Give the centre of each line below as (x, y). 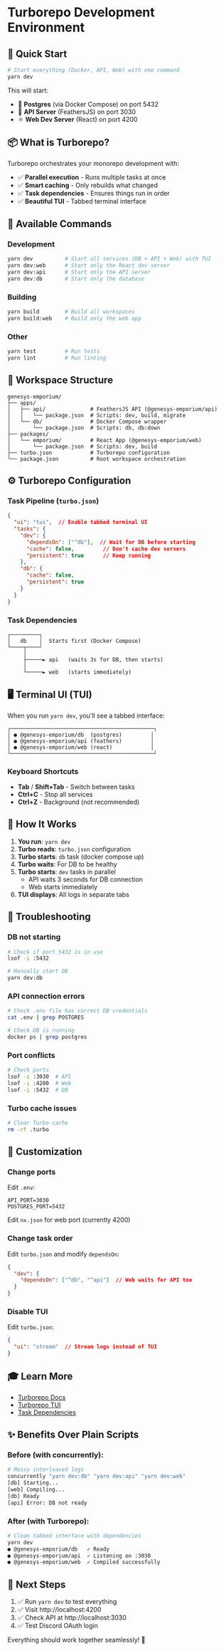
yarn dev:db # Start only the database (76, 278)
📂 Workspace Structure (60, 381)
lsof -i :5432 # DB (38, 1090)
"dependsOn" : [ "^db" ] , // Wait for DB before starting (111, 542)
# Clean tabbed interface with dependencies (74, 1536)
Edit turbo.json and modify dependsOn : (63, 1254)
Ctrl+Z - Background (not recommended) (79, 802)
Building (22, 297)
